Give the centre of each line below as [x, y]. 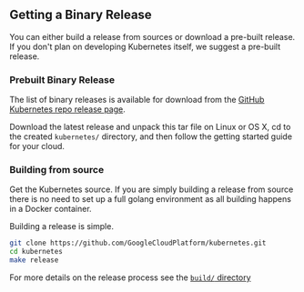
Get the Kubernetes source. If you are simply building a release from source [152, 189]
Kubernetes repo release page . [67, 109]
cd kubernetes [36, 252]
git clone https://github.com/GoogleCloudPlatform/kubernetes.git [138, 243]
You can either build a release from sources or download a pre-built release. [152, 36]
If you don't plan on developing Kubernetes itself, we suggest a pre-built [145, 46]
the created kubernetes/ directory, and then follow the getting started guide [151, 136]
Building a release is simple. [61, 227]
